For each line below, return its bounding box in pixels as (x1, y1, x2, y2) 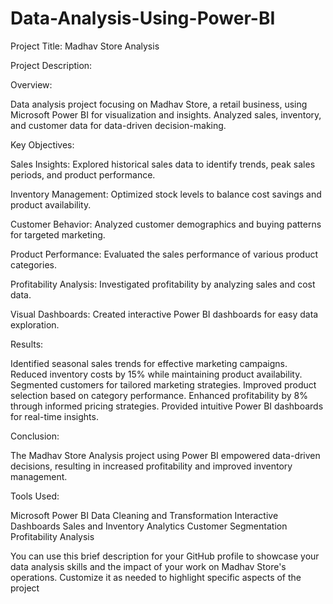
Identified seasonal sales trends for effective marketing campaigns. (10, 357, 288, 369)
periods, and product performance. (10, 168, 156, 181)
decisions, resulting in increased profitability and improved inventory (10, 460, 293, 472)
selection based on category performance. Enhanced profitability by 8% (10, 389, 308, 401)
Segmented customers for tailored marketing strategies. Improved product (10, 378, 317, 391)
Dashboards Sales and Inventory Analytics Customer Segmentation (10, 520, 288, 532)
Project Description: (10, 59, 93, 71)
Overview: (10, 78, 53, 91)
